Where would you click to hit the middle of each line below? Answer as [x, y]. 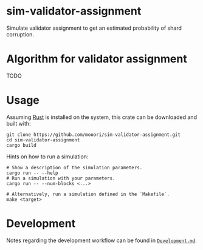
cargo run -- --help [33, 173]
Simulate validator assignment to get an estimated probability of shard [94, 28]
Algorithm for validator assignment [97, 59]
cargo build [21, 145]
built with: [19, 123]
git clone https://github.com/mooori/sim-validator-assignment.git [94, 135]
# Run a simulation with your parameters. [61, 178]
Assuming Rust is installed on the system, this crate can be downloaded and [102, 117]
